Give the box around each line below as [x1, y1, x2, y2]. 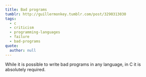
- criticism [9, 25, 34, 30]
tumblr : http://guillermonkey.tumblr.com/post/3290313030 [5, 12, 126, 17]
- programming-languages [9, 30, 60, 35]
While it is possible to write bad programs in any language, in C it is [5, 61, 141, 67]
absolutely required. [5, 66, 46, 72]
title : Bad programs [5, 7, 48, 12]
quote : [5, 43, 19, 48]
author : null [9, 48, 36, 53]
